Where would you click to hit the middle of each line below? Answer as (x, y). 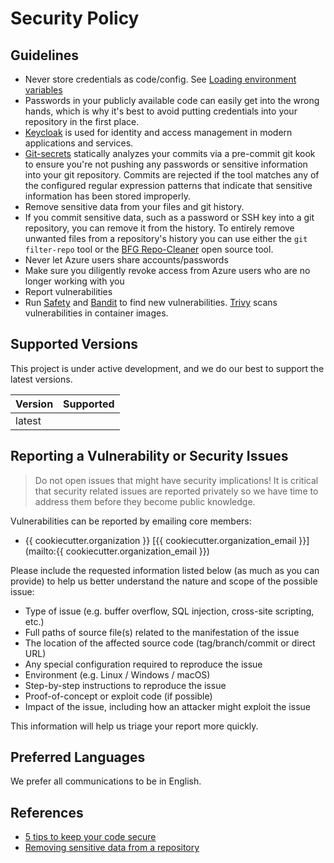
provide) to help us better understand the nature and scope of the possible (164, 581)
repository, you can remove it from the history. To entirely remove (159, 228)
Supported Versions (74, 344)
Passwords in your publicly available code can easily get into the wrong (172, 100)
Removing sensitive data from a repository (112, 848)
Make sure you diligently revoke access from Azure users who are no (167, 270)
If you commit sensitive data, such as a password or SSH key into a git (169, 217)
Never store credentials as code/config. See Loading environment (160, 79)
